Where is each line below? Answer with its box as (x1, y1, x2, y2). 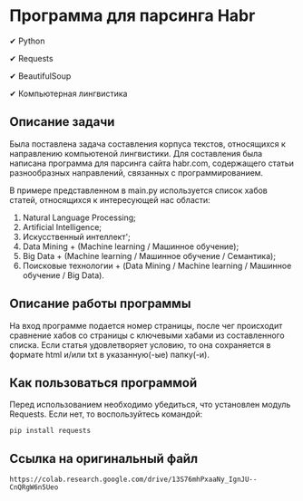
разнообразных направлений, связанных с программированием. (9, 167, 264, 178)
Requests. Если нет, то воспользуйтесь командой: (9, 409, 202, 419)
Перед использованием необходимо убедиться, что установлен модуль (9, 400, 291, 410)
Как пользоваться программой (9, 375, 198, 390)
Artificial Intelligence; (22, 221, 103, 232)
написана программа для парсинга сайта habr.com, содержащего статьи (9, 158, 295, 169)
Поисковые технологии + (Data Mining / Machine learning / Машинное (22, 260, 292, 271)
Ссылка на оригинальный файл (9, 450, 198, 467)
